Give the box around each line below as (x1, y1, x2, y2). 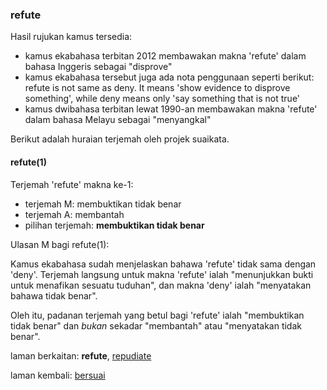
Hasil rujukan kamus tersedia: (10, 31, 133, 43)
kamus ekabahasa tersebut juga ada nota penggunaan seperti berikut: (24, 71, 315, 83)
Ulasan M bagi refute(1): (10, 238, 110, 250)
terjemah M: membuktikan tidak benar (24, 198, 182, 210)
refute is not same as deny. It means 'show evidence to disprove (24, 82, 291, 94)
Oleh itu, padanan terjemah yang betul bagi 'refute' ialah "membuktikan (10, 309, 305, 321)
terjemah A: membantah (24, 208, 125, 220)
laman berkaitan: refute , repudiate (10, 349, 152, 362)
